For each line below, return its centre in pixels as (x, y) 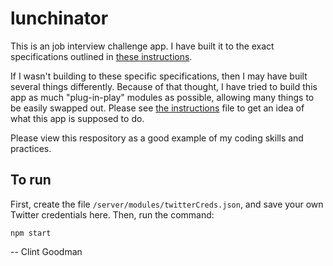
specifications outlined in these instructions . (101, 56)
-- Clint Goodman (46, 251)
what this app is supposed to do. (77, 118)
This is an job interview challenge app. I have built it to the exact (142, 46)
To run (31, 180)
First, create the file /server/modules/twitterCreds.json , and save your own (167, 204)
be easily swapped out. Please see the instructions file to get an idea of (157, 108)
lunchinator (59, 18)
